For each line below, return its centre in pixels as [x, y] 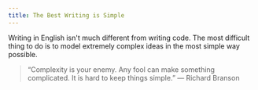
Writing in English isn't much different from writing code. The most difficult [129, 38]
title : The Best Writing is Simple [66, 15]
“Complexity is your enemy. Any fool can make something [121, 69]
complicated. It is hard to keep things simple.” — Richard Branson [133, 77]
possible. [23, 54]
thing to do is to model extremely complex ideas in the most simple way [124, 46]
